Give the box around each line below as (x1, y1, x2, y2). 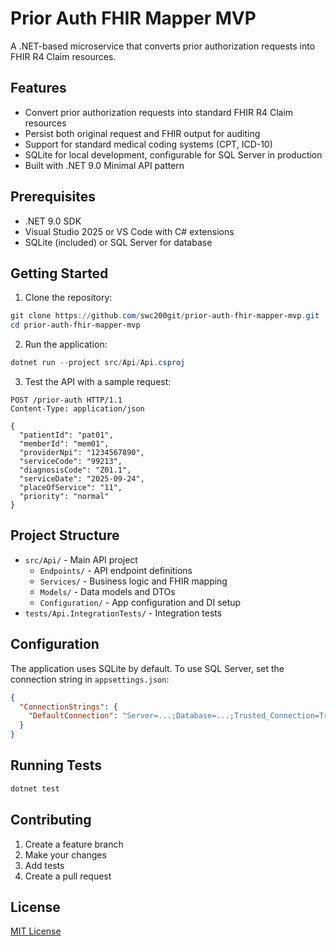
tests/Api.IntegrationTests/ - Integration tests (24, 607, 223, 619)
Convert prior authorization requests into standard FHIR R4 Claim (24, 106, 294, 118)
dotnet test (10, 783, 60, 794)
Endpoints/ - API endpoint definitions (39, 564, 193, 576)
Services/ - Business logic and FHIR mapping (39, 575, 228, 587)
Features (10, 80, 67, 97)
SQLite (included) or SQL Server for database (24, 236, 213, 248)
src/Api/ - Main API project (24, 553, 138, 566)
